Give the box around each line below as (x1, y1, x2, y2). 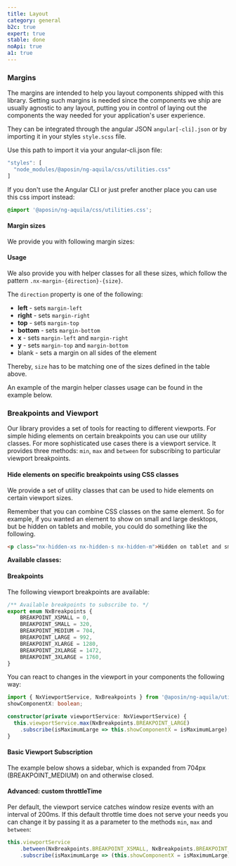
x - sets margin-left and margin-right (17, 333, 129, 342)
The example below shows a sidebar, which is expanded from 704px (7, 763, 206, 772)
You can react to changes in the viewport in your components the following (7, 673, 225, 681)
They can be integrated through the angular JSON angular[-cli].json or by (7, 125, 227, 134)
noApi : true (7, 43, 42, 50)
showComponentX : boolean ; (7, 701, 83, 708)
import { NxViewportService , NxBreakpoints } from (7, 694, 159, 701)
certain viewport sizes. (7, 493, 74, 502)
